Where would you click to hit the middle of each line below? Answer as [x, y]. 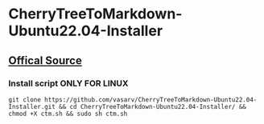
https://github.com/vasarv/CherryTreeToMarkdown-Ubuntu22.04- [151, 100]
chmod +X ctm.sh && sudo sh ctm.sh [68, 114]
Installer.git [32, 106]
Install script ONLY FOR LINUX [68, 83]
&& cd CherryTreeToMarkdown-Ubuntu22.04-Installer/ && [153, 106]
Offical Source [45, 60]
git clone [25, 100]
